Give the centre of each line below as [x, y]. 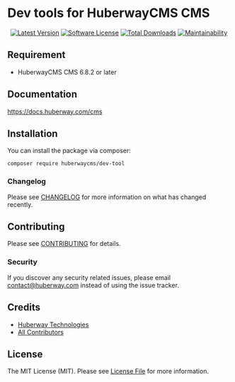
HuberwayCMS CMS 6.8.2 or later [67, 72]
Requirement [36, 55]
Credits [24, 307]
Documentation [42, 95]
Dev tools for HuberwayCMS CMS [109, 13]
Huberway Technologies [53, 325]
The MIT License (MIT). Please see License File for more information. [108, 371]
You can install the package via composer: [69, 151]
